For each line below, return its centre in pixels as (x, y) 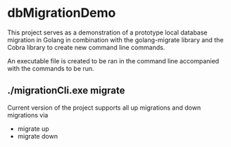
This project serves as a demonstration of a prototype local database (107, 32)
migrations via (28, 115)
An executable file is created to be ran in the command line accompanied (113, 60)
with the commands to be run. (51, 68)
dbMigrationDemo (62, 13)
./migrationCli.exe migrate (66, 90)
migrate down (38, 136)
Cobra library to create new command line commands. (86, 47)
